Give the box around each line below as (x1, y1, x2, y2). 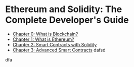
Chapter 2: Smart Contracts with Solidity (12, 41, 97, 47)
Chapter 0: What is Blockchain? (12, 31, 78, 37)
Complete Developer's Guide (5, 14, 129, 26)
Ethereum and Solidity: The (5, 4, 122, 15)
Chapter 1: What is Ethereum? (12, 36, 74, 42)
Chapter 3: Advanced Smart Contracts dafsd (12, 47, 106, 53)
